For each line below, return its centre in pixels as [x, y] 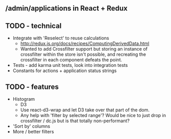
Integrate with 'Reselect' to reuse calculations [61, 38]
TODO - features [32, 87]
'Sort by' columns [31, 126]
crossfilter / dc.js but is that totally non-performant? [75, 121]
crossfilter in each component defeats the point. [71, 60]
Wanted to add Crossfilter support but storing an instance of [84, 49]
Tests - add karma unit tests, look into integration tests [70, 65]
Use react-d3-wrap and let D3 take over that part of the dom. [85, 110]
